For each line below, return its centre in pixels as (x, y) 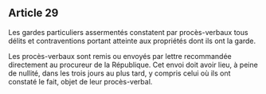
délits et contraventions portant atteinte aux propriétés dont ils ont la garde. (132, 41)
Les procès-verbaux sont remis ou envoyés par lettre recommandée (120, 56)
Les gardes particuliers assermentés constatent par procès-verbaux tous (128, 32)
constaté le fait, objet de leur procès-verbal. (80, 81)
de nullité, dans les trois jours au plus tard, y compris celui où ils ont (119, 73)
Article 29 (33, 13)
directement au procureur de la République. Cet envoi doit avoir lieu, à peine (133, 65)
